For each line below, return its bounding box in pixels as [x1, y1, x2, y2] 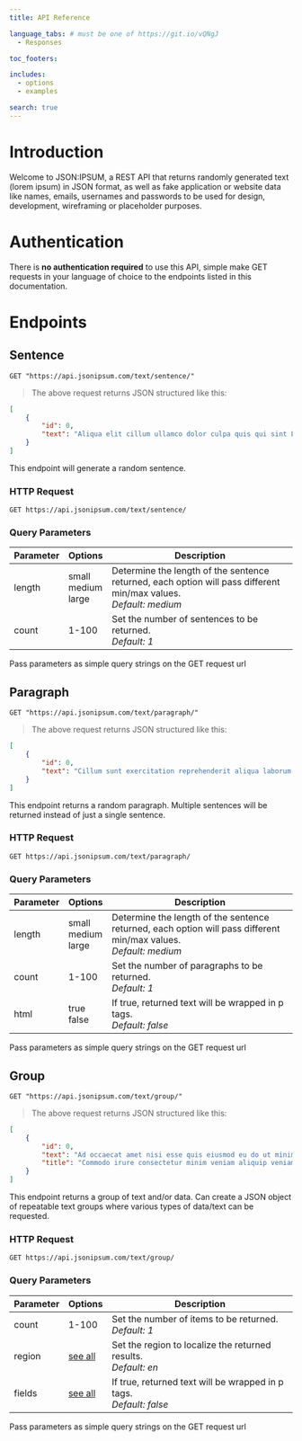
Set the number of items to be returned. [111, 1312, 279, 1325]
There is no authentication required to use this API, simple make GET [9, 262, 268, 272]
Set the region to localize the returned [111, 1339, 271, 1351]
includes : [9, 70, 47, 79]
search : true [9, 103, 58, 112]
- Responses [17, 38, 63, 47]
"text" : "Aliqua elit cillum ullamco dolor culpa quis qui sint [41, 430, 288, 439]
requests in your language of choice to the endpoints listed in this [9, 271, 252, 281]
